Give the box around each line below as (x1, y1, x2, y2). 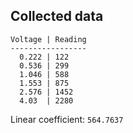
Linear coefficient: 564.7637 (10, 113, 124, 125)
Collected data (10, 8, 104, 25)
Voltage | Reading (10, 34, 87, 44)
